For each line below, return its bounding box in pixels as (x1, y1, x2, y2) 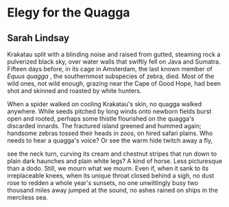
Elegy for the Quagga (7, 5, 130, 21)
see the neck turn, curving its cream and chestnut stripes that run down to (7, 149, 217, 158)
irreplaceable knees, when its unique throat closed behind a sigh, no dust (7, 171, 215, 180)
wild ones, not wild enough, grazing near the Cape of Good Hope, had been (7, 80, 221, 87)
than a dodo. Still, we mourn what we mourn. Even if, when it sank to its (7, 165, 209, 172)
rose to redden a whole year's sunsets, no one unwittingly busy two (7, 179, 199, 186)
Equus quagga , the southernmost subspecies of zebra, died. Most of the (7, 72, 215, 80)
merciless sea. (7, 193, 48, 202)
